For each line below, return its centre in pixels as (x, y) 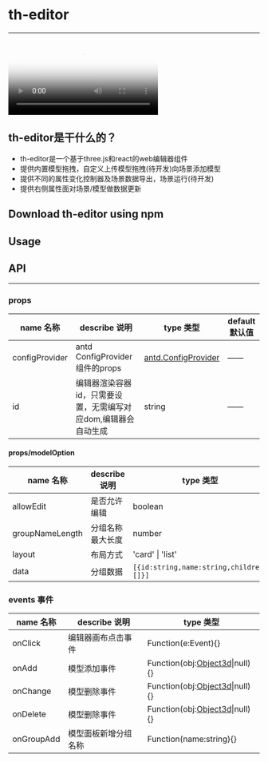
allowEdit (29, 506)
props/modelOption (42, 453)
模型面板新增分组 (100, 734)
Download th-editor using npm (86, 214)
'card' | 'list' (155, 554)
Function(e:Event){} (184, 643)
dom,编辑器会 (109, 419)
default (242, 321)
